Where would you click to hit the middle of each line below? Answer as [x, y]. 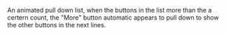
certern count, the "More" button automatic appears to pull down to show [113, 17]
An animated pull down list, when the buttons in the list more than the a [110, 10]
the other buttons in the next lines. [57, 25]
